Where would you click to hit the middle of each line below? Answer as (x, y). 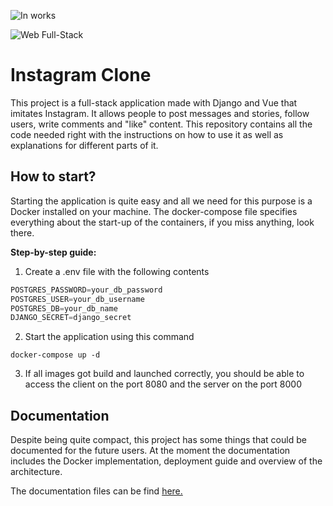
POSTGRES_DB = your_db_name (64, 308)
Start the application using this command (109, 337)
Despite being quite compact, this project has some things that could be (158, 440)
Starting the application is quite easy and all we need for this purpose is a (161, 201)
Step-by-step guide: (53, 252)
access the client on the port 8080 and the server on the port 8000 (163, 384)
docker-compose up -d (55, 355)
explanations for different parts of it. (84, 145)
